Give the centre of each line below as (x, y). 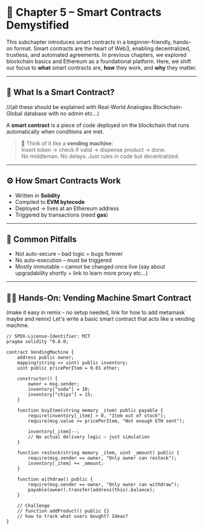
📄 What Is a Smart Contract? (60, 92)
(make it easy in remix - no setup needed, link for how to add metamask (96, 312)
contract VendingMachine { (40, 352)
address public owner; (46, 358)
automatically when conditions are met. (55, 131)
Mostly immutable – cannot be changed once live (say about (90, 267)
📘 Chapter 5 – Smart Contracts (84, 12)
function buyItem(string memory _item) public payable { (90, 411)
